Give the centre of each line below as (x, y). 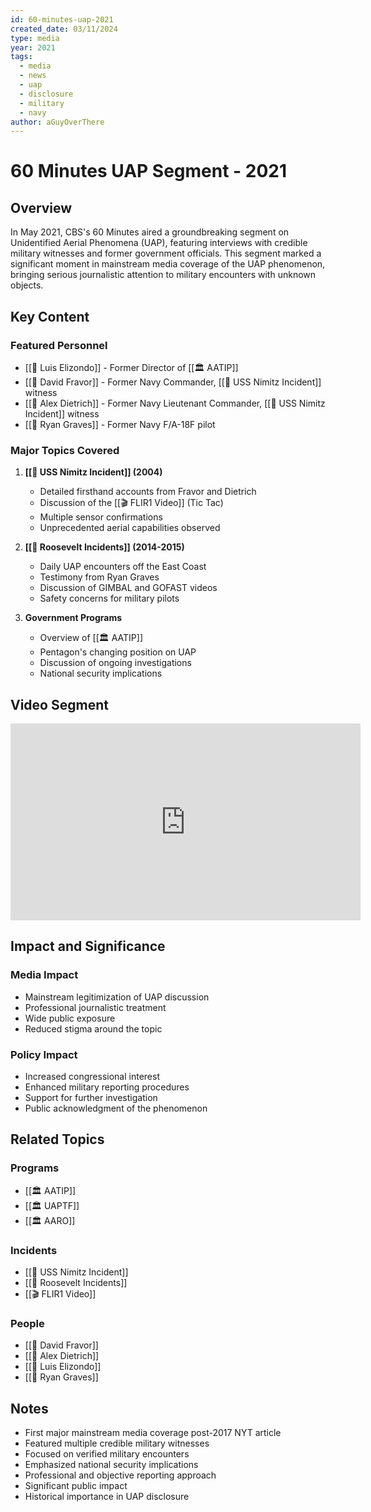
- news (33, 76)
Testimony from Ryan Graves (99, 577)
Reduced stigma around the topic (93, 1028)
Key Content (50, 316)
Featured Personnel (59, 345)
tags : (21, 57)
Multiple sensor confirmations (101, 517)
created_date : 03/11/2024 (64, 29)
